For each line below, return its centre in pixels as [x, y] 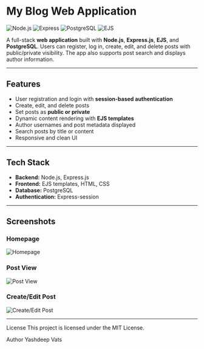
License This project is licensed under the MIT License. [75, 328]
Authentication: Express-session [57, 197]
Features [23, 84]
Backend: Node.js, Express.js [52, 177]
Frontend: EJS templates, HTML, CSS [63, 183]
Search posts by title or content [54, 131]
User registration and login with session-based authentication [94, 99]
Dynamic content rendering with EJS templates [75, 118]
